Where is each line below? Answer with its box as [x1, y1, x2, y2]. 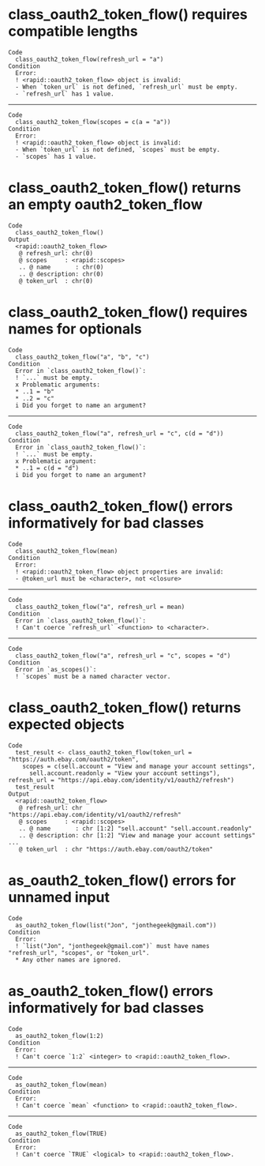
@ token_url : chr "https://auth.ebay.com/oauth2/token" [18, 845, 214, 853]
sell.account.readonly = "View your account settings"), [28, 769, 221, 777]
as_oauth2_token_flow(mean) [15, 1081, 108, 1089]
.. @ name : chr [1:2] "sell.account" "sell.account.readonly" [18, 824, 252, 833]
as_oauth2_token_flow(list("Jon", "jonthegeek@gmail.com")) [15, 921, 217, 929]
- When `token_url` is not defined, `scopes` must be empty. [15, 145, 221, 153]
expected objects [8, 715, 125, 733]
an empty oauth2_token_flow [8, 196, 203, 214]
